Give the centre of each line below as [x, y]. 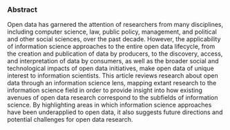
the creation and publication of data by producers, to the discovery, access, [115, 54]
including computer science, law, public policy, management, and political [112, 32]
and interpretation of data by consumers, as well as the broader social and [113, 61]
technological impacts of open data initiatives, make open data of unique [111, 68]
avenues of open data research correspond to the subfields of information [113, 98]
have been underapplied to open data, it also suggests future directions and [115, 112]
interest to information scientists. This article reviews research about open [113, 76]
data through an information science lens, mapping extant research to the [112, 83]
